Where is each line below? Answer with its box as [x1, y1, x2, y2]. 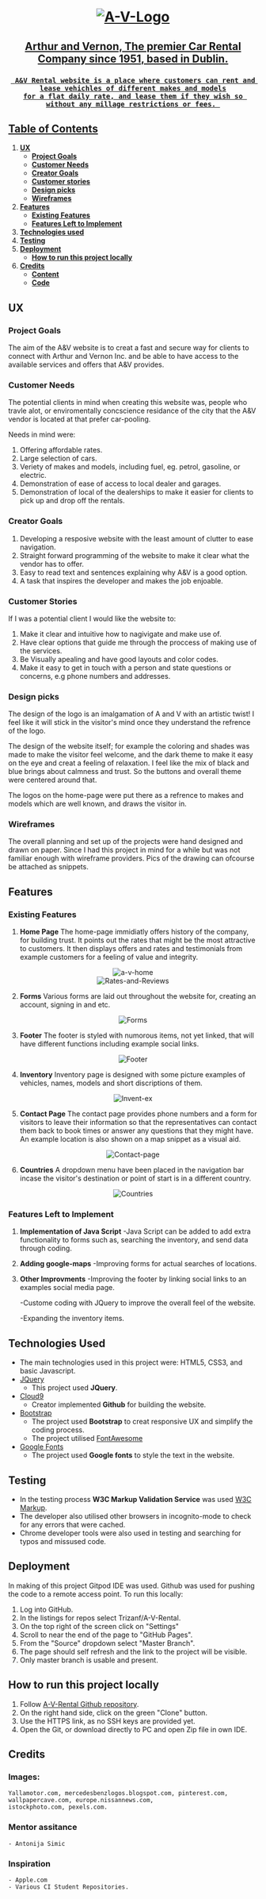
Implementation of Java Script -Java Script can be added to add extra [19, 1227, 251, 1236]
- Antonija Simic [8, 1839, 66, 1847]
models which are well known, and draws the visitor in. [8, 799, 188, 809]
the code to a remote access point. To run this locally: [8, 1589, 184, 1599]
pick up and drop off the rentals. [19, 496, 125, 506]
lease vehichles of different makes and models [39, 83, 227, 93]
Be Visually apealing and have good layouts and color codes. [19, 654, 219, 664]
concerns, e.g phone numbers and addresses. [19, 671, 171, 680]
